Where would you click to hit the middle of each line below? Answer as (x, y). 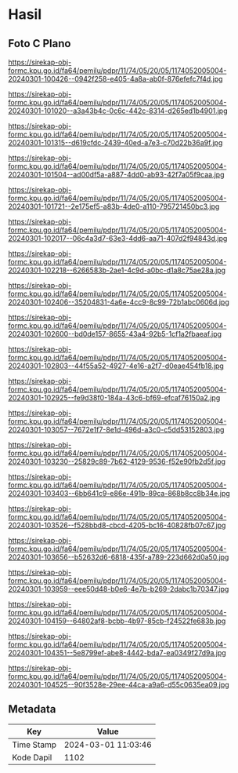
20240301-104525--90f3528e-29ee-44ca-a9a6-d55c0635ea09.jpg (119, 685)
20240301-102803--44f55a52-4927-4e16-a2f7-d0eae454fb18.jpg (116, 366)
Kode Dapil (32, 757)
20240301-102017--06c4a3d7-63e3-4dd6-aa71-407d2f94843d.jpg (118, 238)
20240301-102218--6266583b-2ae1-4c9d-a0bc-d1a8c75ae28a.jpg (117, 270)
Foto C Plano (40, 44)
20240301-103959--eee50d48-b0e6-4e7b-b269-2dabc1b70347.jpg (119, 589)
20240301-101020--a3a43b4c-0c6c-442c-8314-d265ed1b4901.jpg (118, 111)
